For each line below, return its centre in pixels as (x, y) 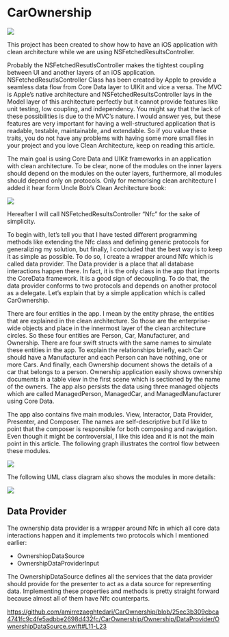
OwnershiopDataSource (51, 556)
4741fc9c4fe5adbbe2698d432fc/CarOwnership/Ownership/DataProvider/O (113, 618)
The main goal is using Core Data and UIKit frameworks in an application (109, 159)
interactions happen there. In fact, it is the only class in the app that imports (113, 271)
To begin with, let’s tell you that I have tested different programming (102, 234)
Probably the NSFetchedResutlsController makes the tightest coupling (105, 65)
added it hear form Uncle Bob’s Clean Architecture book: (86, 187)
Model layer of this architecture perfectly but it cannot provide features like (113, 102)
